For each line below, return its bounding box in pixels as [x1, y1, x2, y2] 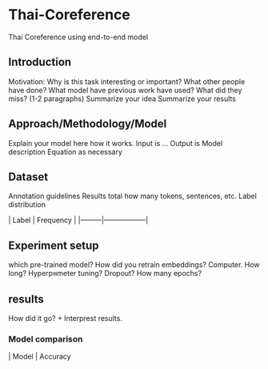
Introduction [8, 55, 72, 69]
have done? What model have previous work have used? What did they [8, 85, 242, 95]
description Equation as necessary [8, 147, 122, 156]
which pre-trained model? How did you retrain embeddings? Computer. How [8, 260, 260, 270]
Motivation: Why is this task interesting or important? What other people [8, 76, 246, 86]
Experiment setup [8, 238, 99, 252]
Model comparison [8, 333, 83, 344]
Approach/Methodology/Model [8, 117, 167, 131]
